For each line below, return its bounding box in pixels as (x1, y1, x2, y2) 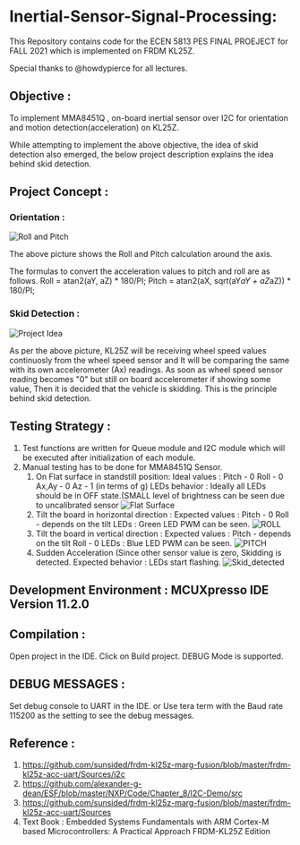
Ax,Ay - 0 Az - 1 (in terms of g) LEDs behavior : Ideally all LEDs (35, 481, 267, 491)
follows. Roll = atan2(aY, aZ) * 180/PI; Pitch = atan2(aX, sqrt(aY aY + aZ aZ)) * (9, 276, 291, 286)
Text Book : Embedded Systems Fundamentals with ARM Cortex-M (21, 816, 270, 827)
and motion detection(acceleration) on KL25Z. (9, 122, 179, 132)
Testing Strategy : (9, 419, 112, 434)
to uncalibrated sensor (35, 499, 119, 510)
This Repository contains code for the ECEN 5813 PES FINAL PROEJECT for (9, 36, 288, 47)
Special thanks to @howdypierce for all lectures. (9, 63, 188, 73)
